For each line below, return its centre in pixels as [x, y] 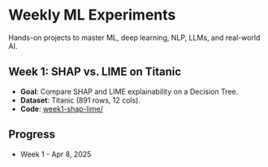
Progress [32, 135]
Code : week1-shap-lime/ [62, 108]
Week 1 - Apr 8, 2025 [56, 154]
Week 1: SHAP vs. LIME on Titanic [95, 72]
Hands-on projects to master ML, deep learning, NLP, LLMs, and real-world [134, 37]
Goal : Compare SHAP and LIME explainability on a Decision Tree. [129, 91]
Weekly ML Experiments [92, 15]
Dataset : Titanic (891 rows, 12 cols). [80, 100]
